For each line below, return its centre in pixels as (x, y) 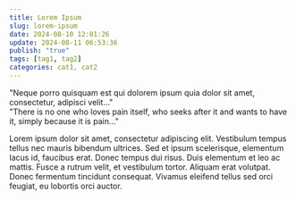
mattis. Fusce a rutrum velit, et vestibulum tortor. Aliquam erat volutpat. (140, 167)
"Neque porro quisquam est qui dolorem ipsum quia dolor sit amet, (132, 92)
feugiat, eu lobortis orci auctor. (66, 186)
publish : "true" (39, 51)
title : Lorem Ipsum (46, 17)
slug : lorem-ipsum (43, 26)
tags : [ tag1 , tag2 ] (46, 59)
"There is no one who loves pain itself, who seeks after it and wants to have (148, 112)
